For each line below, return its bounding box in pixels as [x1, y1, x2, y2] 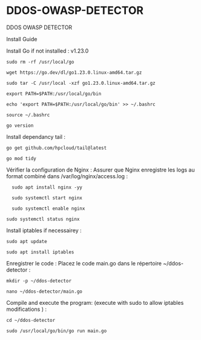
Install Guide [6, 35, 38, 42]
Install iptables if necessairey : [6, 227, 82, 234]
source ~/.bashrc [6, 112, 50, 118]
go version [6, 122, 34, 128]
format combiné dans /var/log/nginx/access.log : [6, 172, 128, 179]
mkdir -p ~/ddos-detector [6, 278, 71, 284]
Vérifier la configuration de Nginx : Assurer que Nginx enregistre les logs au [6, 166, 195, 173]
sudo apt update [6, 238, 47, 244]
